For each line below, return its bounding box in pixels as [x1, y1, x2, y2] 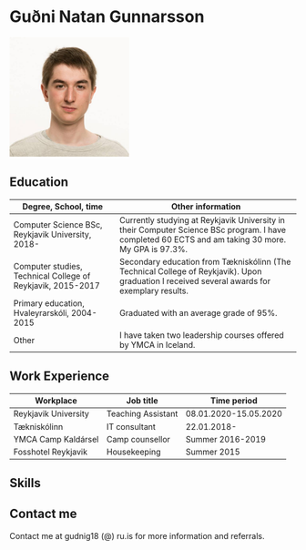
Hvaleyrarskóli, [13, 308, 70, 318]
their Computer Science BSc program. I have [119, 224, 287, 235]
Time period [210, 395, 258, 406]
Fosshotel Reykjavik [13, 446, 88, 457]
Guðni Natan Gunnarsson [9, 6, 205, 27]
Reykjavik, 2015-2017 [13, 280, 100, 291]
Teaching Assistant [106, 408, 178, 420]
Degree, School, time [22, 201, 103, 212]
